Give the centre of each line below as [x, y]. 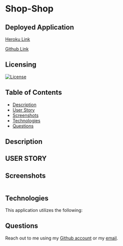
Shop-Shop [29, 9]
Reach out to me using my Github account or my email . [62, 238]
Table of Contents [34, 92]
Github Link [17, 49]
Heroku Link [18, 39]
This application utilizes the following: [44, 210]
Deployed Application [39, 27]
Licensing [21, 65]
